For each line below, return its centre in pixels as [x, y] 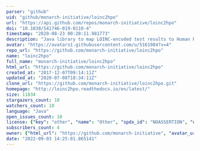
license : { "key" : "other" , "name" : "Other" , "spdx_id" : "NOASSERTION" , [97, 122]
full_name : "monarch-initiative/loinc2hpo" [61, 61]
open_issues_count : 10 [34, 117]
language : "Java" [28, 111]
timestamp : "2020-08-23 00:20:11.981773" [58, 34]
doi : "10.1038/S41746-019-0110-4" [49, 28]
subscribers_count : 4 [33, 128]
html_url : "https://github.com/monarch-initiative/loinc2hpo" [85, 67]
